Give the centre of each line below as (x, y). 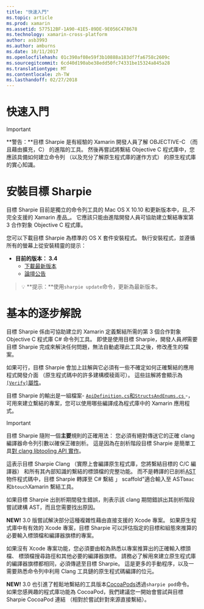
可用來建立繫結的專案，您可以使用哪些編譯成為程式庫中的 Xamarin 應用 (95, 403)
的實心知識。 (22, 165)
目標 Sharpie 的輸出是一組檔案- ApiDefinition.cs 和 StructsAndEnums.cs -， (100, 395)
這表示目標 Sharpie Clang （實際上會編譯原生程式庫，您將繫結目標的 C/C (98, 463)
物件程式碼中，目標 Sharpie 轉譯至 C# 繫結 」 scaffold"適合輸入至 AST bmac (100, 479)
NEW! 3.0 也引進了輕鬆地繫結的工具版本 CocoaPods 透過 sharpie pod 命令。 (100, 584)
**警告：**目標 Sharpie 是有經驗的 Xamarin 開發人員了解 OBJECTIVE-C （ (100, 142)
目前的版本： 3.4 (36, 258)
